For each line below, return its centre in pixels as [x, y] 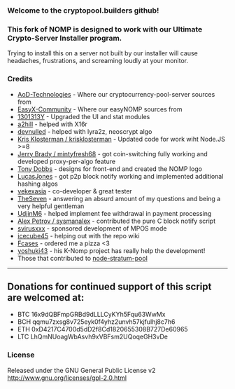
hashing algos [37, 184]
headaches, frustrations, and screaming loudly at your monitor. [98, 61]
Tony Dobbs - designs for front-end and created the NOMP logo [110, 169]
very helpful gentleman [51, 206]
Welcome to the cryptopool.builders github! [83, 11]
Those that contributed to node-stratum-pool [83, 258]
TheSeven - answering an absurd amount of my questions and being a [119, 198]
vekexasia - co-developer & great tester [75, 191]
